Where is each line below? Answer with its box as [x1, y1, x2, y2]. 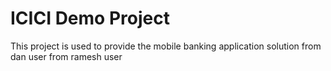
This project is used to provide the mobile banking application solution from [10, 40, 322, 52]
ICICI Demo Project [10, 7, 170, 30]
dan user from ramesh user [10, 50, 123, 62]
